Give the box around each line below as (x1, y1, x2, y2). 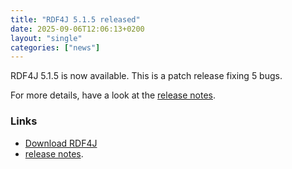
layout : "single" (10, 33, 83, 43)
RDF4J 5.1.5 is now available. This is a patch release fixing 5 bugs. (10, 70, 283, 82)
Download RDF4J (24, 137, 98, 149)
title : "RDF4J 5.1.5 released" (10, 14, 141, 25)
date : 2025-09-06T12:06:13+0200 (10, 24, 145, 34)
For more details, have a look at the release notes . (10, 89, 217, 101)
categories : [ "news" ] (10, 42, 101, 53)
